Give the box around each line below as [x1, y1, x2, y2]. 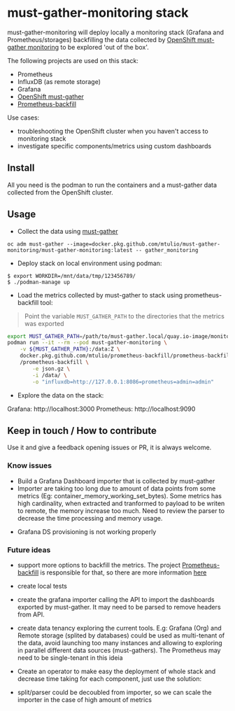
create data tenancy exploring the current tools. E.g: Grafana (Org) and [17, 624, 222, 632]
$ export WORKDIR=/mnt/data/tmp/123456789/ [7, 272, 136, 279]
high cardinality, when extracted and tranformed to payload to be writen [17, 499, 225, 507]
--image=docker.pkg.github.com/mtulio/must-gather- [66, 240, 220, 248]
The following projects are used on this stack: [7, 56, 138, 64]
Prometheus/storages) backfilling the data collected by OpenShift [7, 35, 196, 43]
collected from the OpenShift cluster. [7, 188, 113, 197]
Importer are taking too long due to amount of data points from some [17, 484, 216, 493]
